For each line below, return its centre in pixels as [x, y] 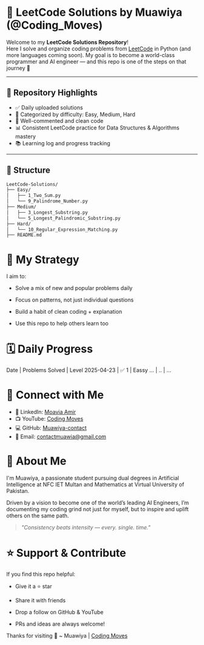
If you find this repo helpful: [41, 574]
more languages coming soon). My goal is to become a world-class [90, 55]
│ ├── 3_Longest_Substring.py [47, 212]
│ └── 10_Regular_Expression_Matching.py [62, 229]
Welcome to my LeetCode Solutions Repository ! [67, 42]
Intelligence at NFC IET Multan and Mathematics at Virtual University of [95, 485]
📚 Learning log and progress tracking [63, 143]
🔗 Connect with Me [55, 395]
